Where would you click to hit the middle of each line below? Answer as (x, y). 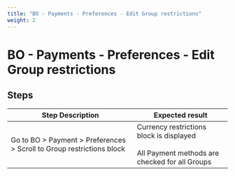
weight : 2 (22, 20)
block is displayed (166, 135)
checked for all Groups (174, 161)
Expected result (180, 115)
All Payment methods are (178, 153)
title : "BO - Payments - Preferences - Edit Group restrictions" (104, 14)
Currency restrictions (172, 126)
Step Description (70, 115)
